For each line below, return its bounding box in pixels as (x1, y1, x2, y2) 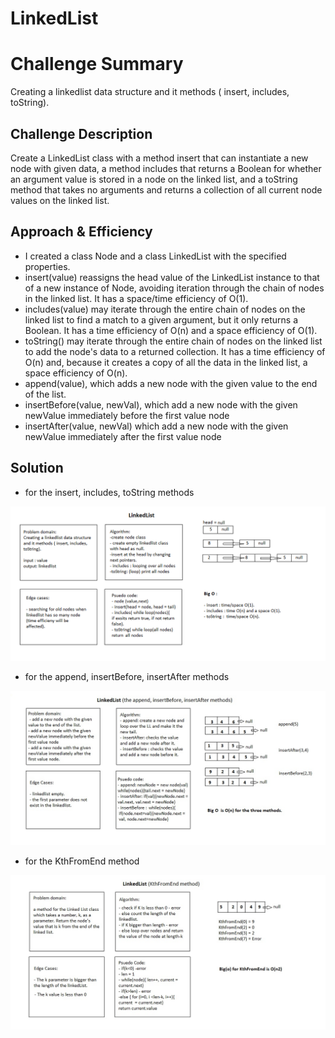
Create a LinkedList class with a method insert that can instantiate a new (10, 152, 309, 164)
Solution (10, 460, 64, 477)
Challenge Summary (10, 53, 184, 76)
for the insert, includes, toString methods (24, 486, 195, 498)
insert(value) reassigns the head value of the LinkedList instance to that (24, 271, 320, 283)
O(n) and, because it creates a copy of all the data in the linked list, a (24, 356, 308, 368)
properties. (24, 260, 71, 272)
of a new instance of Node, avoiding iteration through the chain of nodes (24, 282, 325, 294)
